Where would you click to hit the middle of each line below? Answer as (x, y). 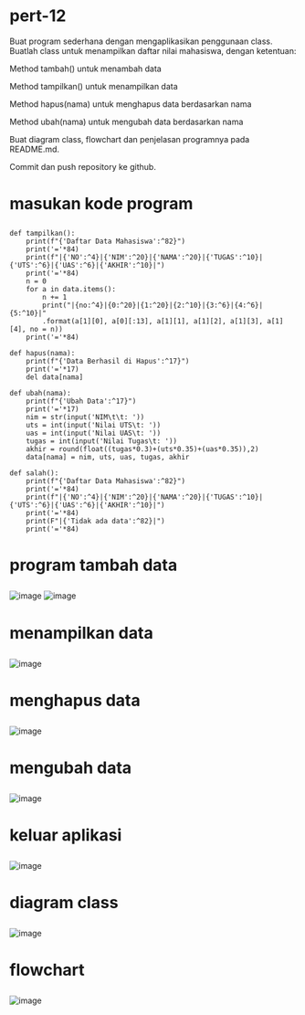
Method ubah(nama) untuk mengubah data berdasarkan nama (126, 122)
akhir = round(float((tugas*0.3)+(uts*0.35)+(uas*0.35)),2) (142, 449)
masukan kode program (101, 204)
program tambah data (94, 565)
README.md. (35, 149)
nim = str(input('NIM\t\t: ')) (85, 418)
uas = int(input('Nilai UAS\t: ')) (94, 433)
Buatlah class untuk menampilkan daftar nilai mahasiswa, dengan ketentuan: (153, 50)
